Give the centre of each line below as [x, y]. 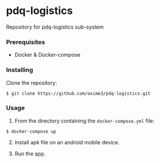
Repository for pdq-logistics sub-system [55, 27]
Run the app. [30, 154]
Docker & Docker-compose [47, 55]
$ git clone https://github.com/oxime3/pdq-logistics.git [78, 93]
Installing [20, 70]
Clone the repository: [32, 82]
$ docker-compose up [31, 131]
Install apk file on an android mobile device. [67, 142]
